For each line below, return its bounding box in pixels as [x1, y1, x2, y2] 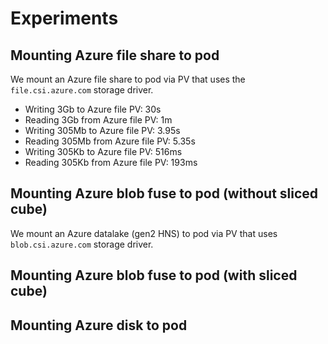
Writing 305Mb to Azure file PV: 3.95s [24, 125, 181, 136]
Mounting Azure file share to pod [10, 47, 220, 64]
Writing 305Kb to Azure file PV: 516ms [24, 146, 183, 157]
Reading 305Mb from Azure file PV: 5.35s [24, 135, 196, 147]
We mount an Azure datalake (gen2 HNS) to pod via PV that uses [10, 227, 278, 239]
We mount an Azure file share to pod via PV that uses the [10, 73, 246, 85]
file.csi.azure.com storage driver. [10, 84, 154, 96]
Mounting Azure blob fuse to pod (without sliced [10, 185, 319, 202]
